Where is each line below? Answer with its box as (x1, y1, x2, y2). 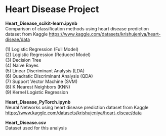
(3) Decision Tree (5, 57, 41, 63)
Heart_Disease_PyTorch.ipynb (5, 99, 71, 105)
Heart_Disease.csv (5, 119, 47, 125)
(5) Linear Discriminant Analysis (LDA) (5, 67, 85, 74)
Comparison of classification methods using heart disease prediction (5, 25, 149, 31)
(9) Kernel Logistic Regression (5, 89, 68, 95)
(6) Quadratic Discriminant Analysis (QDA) (5, 73, 93, 79)
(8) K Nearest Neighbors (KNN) (5, 83, 71, 89)
